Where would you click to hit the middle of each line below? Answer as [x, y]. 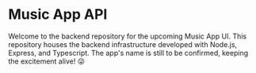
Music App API [58, 15]
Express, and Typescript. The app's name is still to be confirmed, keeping [128, 53]
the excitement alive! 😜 [47, 61]
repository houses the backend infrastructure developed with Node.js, [123, 44]
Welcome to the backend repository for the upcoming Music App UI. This [128, 36]
